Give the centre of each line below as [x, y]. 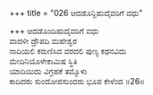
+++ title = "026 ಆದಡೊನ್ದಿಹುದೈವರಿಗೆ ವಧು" [76, 13]
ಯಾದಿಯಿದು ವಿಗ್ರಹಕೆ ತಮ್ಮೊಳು [48, 71]
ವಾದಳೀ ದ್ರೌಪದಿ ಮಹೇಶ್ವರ [43, 41]
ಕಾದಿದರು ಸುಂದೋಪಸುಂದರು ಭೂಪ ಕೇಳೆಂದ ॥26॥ [77, 81]
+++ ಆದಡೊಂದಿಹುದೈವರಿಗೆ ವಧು [54, 31]
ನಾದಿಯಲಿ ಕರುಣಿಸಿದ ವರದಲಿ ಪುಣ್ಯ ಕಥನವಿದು [68, 51]
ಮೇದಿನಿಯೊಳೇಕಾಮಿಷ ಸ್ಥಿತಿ [43, 61]
